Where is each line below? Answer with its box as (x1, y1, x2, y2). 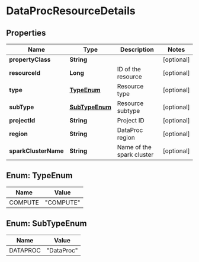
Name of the (117, 143, 152, 151)
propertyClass (9, 55, 51, 64)
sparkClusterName (9, 147, 64, 155)
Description (120, 46, 154, 53)
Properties (6, 28, 46, 38)
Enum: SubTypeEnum (6, 219, 87, 229)
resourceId (9, 69, 41, 77)
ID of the (117, 65, 141, 73)
